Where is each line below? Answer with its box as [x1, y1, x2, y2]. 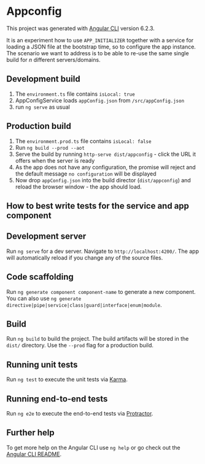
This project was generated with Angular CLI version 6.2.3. [6, 25, 155, 32]
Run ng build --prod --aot [15, 144, 85, 151]
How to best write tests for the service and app [6, 201, 189, 211]
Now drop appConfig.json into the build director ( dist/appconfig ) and [15, 176, 191, 184]
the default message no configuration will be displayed [15, 170, 157, 177]
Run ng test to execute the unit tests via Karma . [6, 376, 128, 383]
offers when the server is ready [15, 157, 95, 164]
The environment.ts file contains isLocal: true [15, 90, 135, 98]
